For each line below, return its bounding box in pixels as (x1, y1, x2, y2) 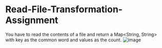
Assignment (5, 14, 58, 26)
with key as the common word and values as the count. (5, 37, 122, 43)
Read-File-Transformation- (5, 4, 123, 15)
